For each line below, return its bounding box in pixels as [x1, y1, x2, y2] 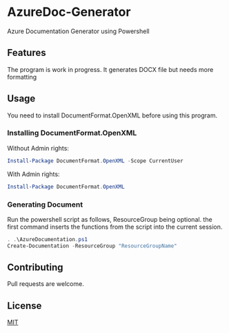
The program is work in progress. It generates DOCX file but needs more [7, 65, 214, 73]
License [7, 300, 42, 312]
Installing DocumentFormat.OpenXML [7, 129, 137, 138]
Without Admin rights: [7, 144, 69, 152]
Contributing [7, 262, 63, 274]
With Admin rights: [7, 170, 60, 178]
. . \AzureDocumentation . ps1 [7, 236, 88, 242]
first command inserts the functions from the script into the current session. [7, 222, 223, 231]
